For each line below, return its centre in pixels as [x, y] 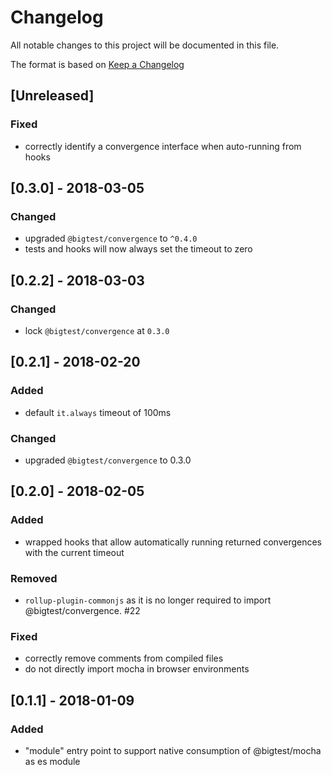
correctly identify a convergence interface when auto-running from [163, 146]
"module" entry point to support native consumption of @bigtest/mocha [173, 750]
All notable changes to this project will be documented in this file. [145, 45]
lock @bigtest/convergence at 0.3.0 [97, 330]
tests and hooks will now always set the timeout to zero [138, 249]
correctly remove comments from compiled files [124, 658]
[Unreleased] [52, 96]
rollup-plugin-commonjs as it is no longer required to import [148, 600]
